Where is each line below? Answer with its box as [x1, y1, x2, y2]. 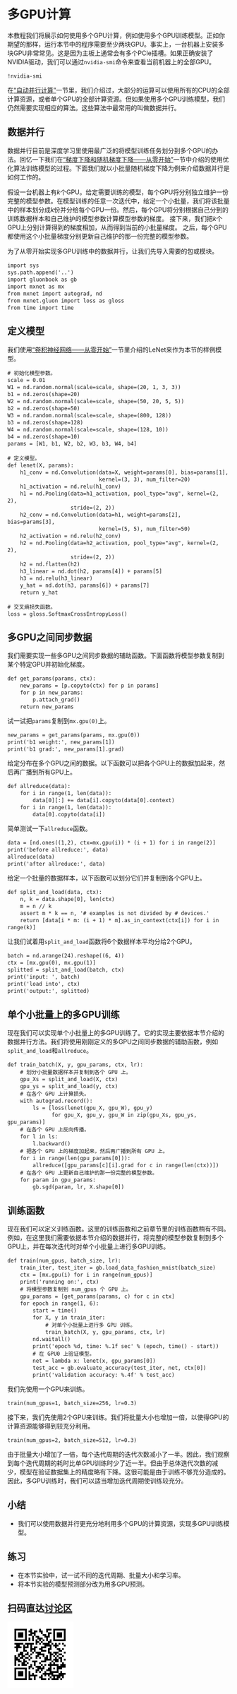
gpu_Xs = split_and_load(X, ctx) [20, 1076, 119, 1083]
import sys [7, 262, 39, 269]
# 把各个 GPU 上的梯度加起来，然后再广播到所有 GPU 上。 [20, 1148, 169, 1155]
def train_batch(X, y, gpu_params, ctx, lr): [7, 1061, 143, 1068]
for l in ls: [20, 1133, 59, 1140]
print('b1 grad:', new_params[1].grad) [7, 746, 125, 753]
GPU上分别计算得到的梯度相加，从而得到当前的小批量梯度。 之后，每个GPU [7, 223, 227, 232]
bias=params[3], [7, 518, 55, 525]
